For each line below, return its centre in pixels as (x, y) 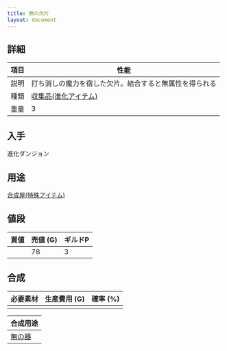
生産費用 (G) (65, 299)
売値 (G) (44, 239)
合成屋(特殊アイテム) (36, 195)
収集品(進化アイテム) (64, 97)
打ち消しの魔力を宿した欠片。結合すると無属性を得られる (124, 84)
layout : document (32, 20)
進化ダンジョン (28, 154)
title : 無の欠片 (28, 13)
